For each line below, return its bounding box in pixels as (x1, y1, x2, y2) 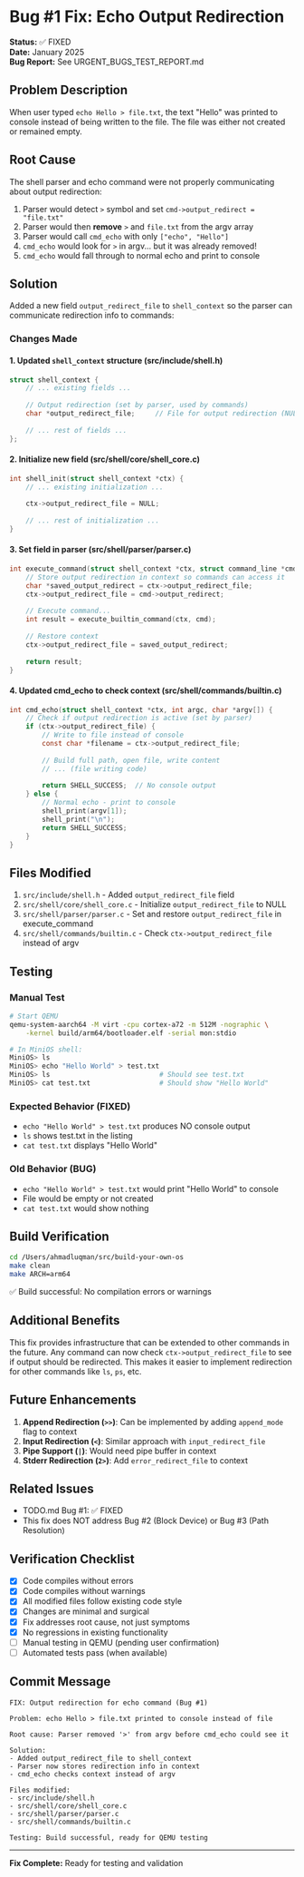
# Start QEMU (9, 1012, 59, 1021)
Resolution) (22, 1525, 65, 1536)
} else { (25, 789, 59, 799)
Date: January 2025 (9, 46, 84, 57)
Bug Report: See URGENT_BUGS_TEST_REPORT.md (9, 56, 204, 67)
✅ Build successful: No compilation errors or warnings (9, 1286, 213, 1297)
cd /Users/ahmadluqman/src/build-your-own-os (9, 1253, 184, 1262)
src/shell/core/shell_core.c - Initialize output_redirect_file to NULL (22, 899, 287, 910)
